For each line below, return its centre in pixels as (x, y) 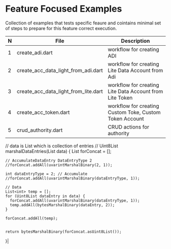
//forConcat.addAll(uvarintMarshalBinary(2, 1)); (59, 165)
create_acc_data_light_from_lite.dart (60, 91)
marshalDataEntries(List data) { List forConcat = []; (59, 151)
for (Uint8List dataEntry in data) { (45, 196)
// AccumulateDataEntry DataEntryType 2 (49, 161)
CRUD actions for (128, 127)
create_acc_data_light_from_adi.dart (60, 70)
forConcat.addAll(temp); (32, 218)
